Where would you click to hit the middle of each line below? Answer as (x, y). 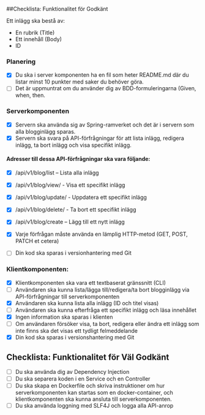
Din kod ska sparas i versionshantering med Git (75, 338)
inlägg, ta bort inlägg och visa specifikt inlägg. (73, 145)
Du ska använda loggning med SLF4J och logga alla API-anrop (94, 406)
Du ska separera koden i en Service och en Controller (83, 379)
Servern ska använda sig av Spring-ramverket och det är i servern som (105, 125)
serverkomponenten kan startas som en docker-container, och (94, 393)
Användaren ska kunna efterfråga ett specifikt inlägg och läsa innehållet (106, 310)
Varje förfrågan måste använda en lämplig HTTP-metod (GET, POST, (101, 234)
